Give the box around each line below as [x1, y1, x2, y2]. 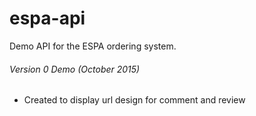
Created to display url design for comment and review [23, 94, 246, 106]
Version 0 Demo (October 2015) [9, 63, 141, 75]
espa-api [9, 7, 86, 30]
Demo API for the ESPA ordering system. [9, 40, 177, 52]
